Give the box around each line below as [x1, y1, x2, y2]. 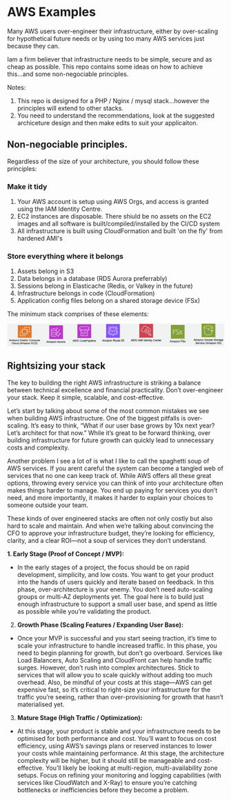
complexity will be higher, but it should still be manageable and [17, 756, 197, 764]
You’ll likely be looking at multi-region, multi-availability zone [46, 764, 219, 772]
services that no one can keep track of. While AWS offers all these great [7, 471, 212, 479]
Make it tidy [7, 181, 48, 191]
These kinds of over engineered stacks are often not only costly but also [7, 514, 213, 522]
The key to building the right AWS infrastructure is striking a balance [7, 378, 201, 387]
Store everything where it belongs [7, 251, 124, 261]
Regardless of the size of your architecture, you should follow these [7, 157, 199, 165]
